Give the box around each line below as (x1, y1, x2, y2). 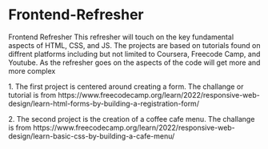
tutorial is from (8, 90, 57, 99)
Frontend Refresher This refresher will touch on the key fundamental (8, 32, 234, 42)
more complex (8, 66, 56, 75)
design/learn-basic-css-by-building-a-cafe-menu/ (8, 131, 175, 141)
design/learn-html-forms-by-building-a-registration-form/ (8, 99, 200, 108)
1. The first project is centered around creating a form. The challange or (8, 82, 244, 91)
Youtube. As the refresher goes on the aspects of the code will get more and (8, 58, 261, 67)
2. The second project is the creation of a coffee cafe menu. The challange (8, 114, 255, 123)
